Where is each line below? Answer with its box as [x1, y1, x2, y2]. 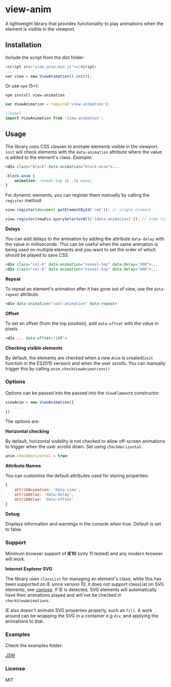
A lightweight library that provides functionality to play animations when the [5, 20, 164, 27]
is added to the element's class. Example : [5, 154, 93, 160]
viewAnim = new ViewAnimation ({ [5, 399, 74, 405]
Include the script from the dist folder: [5, 54, 85, 60]
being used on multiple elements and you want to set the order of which [5, 247, 156, 253]
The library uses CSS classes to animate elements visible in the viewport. [5, 143, 159, 149]
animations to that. [5, 618, 44, 624]
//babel [5, 111, 22, 116]
